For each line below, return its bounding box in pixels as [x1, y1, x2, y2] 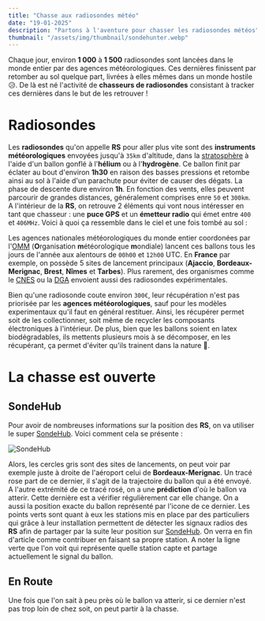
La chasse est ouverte [8, 368, 156, 387]
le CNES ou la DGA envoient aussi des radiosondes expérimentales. [8, 275, 228, 285]
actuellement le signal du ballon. [8, 552, 114, 561]
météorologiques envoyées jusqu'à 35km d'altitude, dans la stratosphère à [8, 151, 249, 160]
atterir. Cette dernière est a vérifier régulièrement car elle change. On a [8, 493, 239, 503]
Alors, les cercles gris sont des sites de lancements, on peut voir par [8, 459, 231, 469]
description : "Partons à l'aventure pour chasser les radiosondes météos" [8, 26, 259, 34]
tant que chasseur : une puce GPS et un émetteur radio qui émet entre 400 [8, 210, 251, 219]
